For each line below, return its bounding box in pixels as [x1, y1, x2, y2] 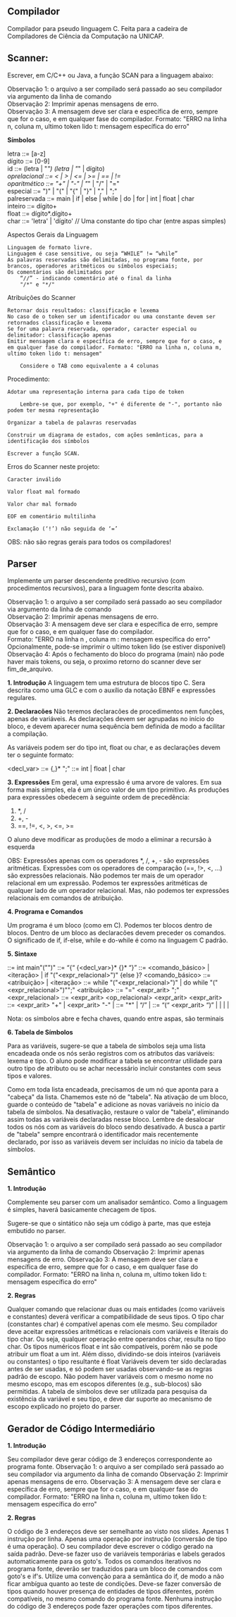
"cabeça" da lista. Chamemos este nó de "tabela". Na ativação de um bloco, [7, 1093, 229, 1101]
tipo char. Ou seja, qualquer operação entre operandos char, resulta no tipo [7, 1335, 226, 1344]
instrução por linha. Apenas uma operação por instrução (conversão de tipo [7, 1535, 228, 1543]
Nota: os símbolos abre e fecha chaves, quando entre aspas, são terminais [7, 1014, 224, 1023]
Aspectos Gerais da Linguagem [7, 230, 99, 239]
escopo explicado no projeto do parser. [7, 1402, 122, 1411]
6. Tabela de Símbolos [7, 1028, 73, 1037]
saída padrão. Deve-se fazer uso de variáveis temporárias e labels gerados [7, 1549, 225, 1559]
